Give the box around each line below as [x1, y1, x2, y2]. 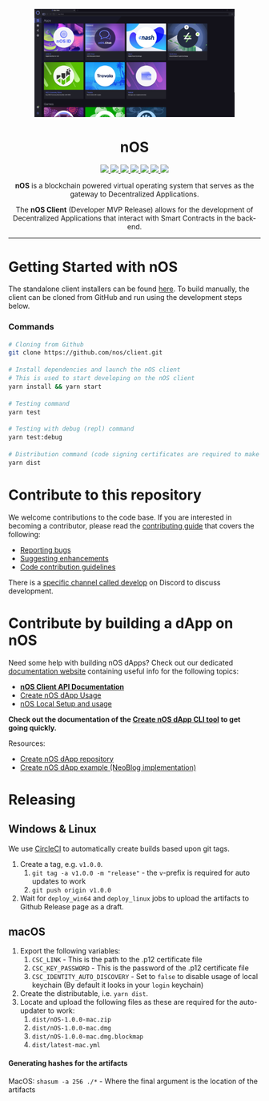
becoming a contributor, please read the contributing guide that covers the [8, 520, 255, 530]
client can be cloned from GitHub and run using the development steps [8, 293, 243, 302]
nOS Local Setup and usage [19, 698, 112, 708]
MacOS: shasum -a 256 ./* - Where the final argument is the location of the [8, 1076, 259, 1086]
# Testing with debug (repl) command [8, 425, 134, 433]
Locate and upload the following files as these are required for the [19, 998, 238, 1007]
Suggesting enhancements [19, 553, 110, 563]
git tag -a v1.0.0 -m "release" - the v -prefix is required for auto [31, 868, 251, 877]
